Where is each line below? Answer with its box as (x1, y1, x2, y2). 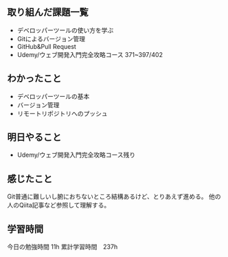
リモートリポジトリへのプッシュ (16, 109, 108, 118)
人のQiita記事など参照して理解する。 (7, 201, 111, 210)
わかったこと (7, 73, 62, 85)
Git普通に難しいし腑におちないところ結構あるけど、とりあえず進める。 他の (7, 192, 221, 201)
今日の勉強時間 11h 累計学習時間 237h (7, 243, 118, 251)
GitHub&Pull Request (16, 42, 77, 50)
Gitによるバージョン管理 (16, 34, 86, 43)
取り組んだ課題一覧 (7, 6, 89, 19)
